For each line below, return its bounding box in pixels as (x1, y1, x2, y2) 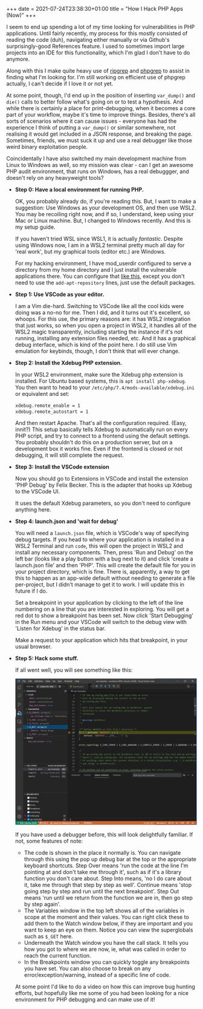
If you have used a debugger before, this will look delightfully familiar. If (14, 831, 193, 838)
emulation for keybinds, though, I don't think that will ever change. (14, 347, 180, 355)
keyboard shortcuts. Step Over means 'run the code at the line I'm (24, 862, 188, 869)
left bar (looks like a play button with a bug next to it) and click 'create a (14, 555, 193, 562)
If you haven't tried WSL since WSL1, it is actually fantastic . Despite (14, 235, 183, 242)
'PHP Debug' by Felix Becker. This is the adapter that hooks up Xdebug (14, 481, 192, 488)
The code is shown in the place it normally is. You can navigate (24, 849, 181, 856)
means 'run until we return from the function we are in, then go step (24, 894, 193, 901)
